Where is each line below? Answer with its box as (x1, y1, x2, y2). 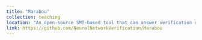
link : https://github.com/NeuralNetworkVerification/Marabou (6, 25, 163, 31)
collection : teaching (6, 14, 61, 20)
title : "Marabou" (6, 8, 50, 15)
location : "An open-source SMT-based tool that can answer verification (6, 19, 192, 25)
